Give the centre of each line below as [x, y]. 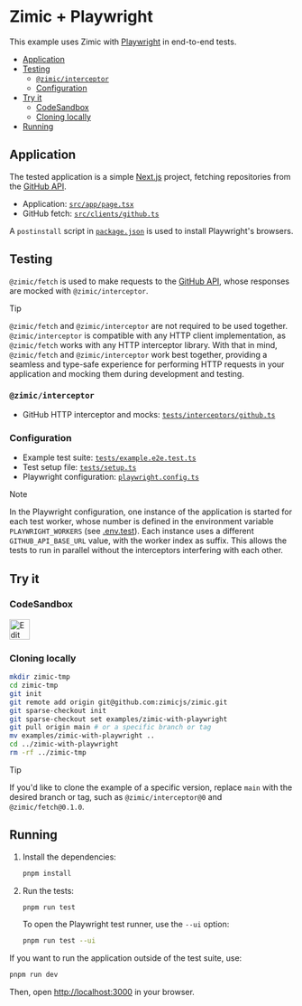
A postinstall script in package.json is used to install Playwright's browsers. [151, 230]
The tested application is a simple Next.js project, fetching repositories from [150, 176]
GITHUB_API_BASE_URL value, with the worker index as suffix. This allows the [148, 541]
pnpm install [47, 873]
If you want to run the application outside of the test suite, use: [126, 958]
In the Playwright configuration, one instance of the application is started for [151, 512]
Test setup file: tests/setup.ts [79, 467]
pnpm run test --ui [59, 941]
